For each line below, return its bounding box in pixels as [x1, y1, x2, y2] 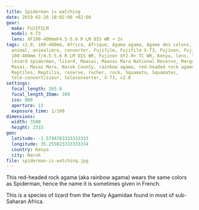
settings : [6, 81, 31, 87]
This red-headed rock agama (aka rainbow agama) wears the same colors [6, 174, 187, 181]
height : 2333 [11, 125, 44, 131]
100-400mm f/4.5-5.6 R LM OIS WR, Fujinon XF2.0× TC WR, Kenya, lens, [11, 53, 190, 59]
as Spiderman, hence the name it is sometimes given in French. [6, 180, 161, 187]
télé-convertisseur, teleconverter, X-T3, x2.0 [11, 75, 131, 81]
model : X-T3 [11, 31, 41, 37]
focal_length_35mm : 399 [11, 91, 70, 97]
